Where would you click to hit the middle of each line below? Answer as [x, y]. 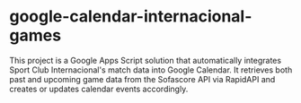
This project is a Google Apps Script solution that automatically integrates [145, 60]
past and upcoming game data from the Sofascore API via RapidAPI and [142, 79]
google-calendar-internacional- [131, 17]
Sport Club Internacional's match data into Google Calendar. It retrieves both [151, 70]
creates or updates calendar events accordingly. [99, 89]
